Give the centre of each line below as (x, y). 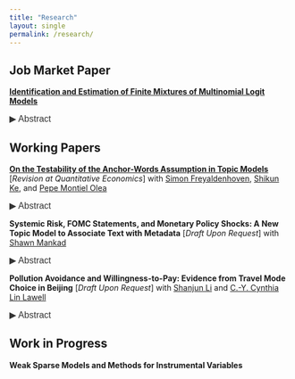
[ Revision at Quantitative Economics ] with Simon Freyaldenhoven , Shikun (144, 178)
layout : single (38, 26)
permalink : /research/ (51, 34)
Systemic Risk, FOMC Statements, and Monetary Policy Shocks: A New (144, 223)
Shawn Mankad (38, 243)
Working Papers (55, 148)
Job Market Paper (60, 70)
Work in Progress (59, 344)
